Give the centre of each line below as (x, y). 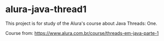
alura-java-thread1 (46, 9)
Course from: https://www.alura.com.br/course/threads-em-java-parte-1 (82, 33)
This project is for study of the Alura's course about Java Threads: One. (81, 23)
